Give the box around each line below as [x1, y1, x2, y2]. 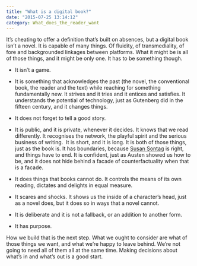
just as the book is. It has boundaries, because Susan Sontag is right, [14, 145, 184, 152]
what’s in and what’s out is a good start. [6, 253, 103, 260]
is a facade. [14, 164, 43, 171]
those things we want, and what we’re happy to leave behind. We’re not [6, 240, 181, 248]
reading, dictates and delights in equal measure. [14, 182, 133, 189]
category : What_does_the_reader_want [6, 20, 100, 26]
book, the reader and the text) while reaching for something [14, 84, 161, 91]
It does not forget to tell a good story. [14, 115, 106, 122]
